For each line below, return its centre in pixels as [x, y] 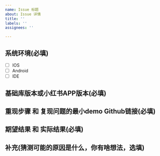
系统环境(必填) [27, 53]
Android [20, 71]
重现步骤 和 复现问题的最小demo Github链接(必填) [80, 111]
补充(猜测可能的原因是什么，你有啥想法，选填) [75, 147]
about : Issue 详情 [23, 14]
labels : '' [16, 23]
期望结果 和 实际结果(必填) [44, 129]
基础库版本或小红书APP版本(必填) [56, 93]
